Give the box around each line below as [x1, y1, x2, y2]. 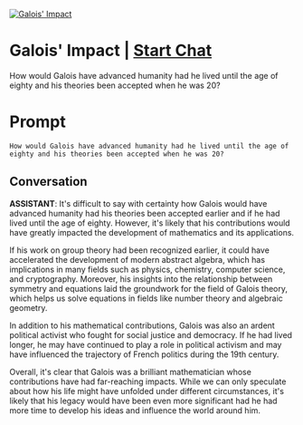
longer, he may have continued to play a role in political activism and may [9, 339, 282, 350]
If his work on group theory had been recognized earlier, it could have [9, 245, 270, 256]
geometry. [9, 302, 48, 313]
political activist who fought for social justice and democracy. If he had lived [9, 329, 292, 340]
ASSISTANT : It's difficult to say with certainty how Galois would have [9, 198, 268, 208]
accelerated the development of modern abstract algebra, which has [9, 254, 265, 265]
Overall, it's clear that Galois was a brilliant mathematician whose [9, 366, 251, 377]
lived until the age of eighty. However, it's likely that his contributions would [9, 217, 291, 228]
